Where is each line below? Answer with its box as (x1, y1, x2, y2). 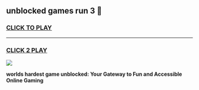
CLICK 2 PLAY (6, 46, 47, 54)
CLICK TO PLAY (6, 24, 52, 32)
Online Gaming (6, 76, 44, 83)
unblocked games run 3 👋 (6, 6, 102, 16)
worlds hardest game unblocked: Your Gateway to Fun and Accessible (6, 70, 182, 78)
